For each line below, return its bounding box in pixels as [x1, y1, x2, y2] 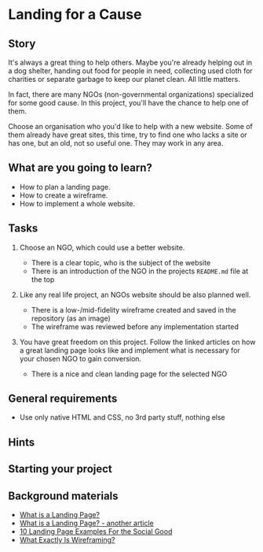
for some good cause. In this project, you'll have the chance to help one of [8, 98, 249, 107]
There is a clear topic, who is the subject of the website [31, 257, 211, 267]
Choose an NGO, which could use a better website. [19, 243, 185, 252]
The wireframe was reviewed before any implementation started [31, 321, 239, 332]
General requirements [8, 392, 118, 406]
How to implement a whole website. [19, 198, 136, 208]
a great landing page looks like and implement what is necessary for [19, 345, 241, 355]
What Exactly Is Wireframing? [19, 535, 115, 545]
